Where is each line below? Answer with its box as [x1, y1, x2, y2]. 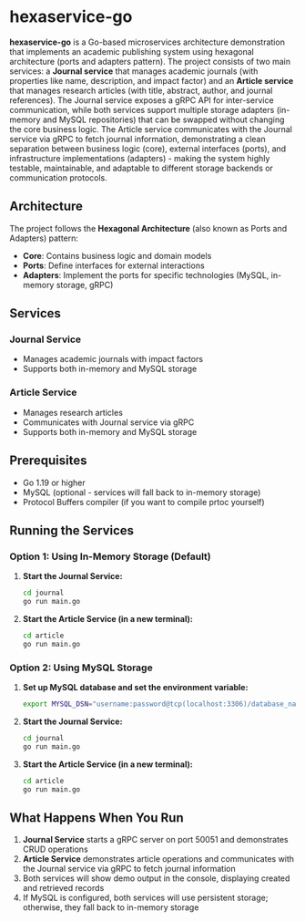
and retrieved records [22, 883, 105, 894]
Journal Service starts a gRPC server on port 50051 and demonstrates [22, 834, 289, 845]
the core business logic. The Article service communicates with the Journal [9, 123, 293, 134]
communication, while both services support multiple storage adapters [9, 104, 275, 115]
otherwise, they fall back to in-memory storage [22, 902, 199, 913]
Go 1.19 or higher [22, 477, 86, 488]
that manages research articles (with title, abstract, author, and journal [9, 85, 273, 96]
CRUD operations [22, 844, 88, 855]
